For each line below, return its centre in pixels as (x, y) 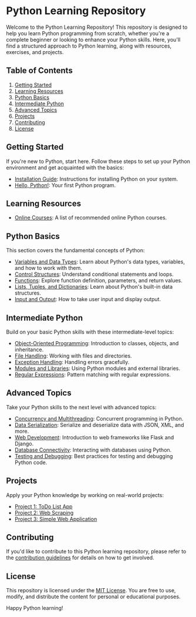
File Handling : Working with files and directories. (73, 356)
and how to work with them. (48, 268)
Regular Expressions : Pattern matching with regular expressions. (93, 374)
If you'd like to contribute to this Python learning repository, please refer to (96, 552)
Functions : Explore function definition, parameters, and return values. (99, 281)
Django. (24, 443)
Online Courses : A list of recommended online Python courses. (91, 218)
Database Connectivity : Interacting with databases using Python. (93, 450)
